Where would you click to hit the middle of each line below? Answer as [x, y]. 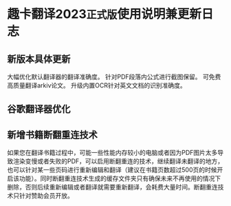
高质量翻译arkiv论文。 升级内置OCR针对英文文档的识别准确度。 [97, 85]
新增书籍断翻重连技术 [52, 135]
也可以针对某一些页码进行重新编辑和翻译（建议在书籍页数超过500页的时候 [112, 170]
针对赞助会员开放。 [46, 196]
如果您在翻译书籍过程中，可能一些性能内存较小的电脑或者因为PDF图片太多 [112, 153]
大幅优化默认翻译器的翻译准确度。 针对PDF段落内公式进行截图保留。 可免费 [114, 77]
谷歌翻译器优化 [39, 109]
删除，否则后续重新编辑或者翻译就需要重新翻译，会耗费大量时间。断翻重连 [112, 187]
